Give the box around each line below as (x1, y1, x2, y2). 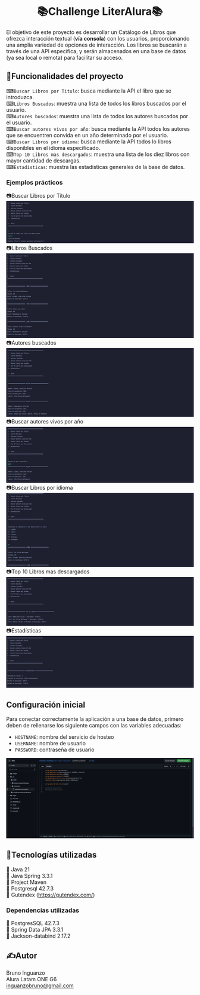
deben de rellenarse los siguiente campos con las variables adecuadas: (6, 722, 182, 729)
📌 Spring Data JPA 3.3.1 (6, 926, 64, 933)
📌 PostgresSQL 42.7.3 (6, 920, 60, 927)
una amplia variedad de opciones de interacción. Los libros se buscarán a (6, 41, 187, 48)
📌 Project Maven (6, 879, 46, 886)
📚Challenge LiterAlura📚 (37, 5, 163, 19)
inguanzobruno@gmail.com (6, 982, 74, 989)
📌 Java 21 (6, 865, 30, 873)
